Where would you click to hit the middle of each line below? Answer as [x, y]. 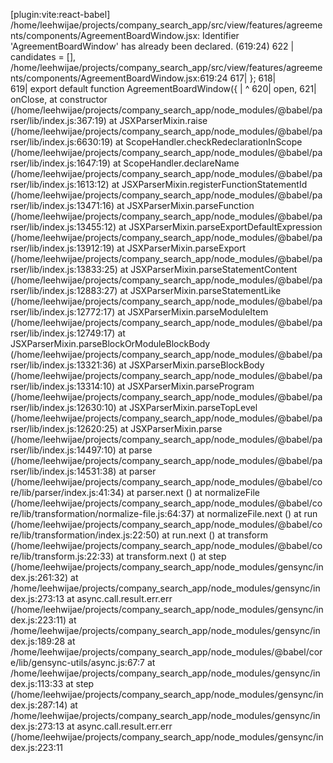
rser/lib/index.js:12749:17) [63, 333]
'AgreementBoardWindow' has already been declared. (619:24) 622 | [152, 46]
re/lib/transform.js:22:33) [62, 556]
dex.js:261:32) [39, 577]
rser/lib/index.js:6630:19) [61, 142]
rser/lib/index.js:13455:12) [63, 227]
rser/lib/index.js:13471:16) [62, 205]
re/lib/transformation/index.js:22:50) [85, 535]
